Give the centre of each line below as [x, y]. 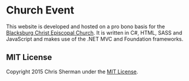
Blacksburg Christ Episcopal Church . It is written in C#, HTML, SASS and [94, 32]
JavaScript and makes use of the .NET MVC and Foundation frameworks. [95, 39]
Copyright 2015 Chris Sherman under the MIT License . [72, 72]
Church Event [40, 10]
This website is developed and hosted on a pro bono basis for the [86, 26]
